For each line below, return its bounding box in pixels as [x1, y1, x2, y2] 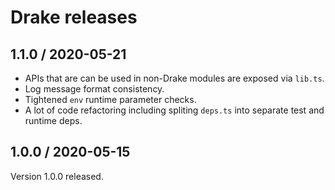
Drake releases [10, 6, 138, 29]
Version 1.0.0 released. [10, 170, 104, 182]
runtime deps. [24, 115, 83, 126]
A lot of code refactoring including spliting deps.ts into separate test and [24, 104, 325, 116]
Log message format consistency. [24, 83, 165, 95]
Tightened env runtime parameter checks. [24, 94, 197, 105]
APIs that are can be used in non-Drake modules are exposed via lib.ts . [24, 72, 325, 84]
